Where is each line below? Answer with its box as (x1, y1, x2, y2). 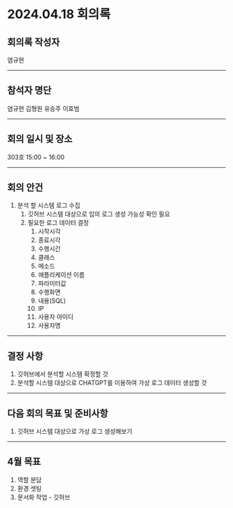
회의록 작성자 (7, 36, 60, 48)
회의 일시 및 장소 (7, 133, 73, 145)
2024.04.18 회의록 (7, 6, 111, 22)
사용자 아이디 (37, 313, 74, 321)
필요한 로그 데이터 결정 (27, 219, 89, 227)
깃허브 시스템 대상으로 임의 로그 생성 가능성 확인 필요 (27, 210, 171, 219)
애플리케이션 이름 (37, 271, 85, 279)
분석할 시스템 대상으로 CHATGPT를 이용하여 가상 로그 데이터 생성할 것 (17, 379, 207, 387)
